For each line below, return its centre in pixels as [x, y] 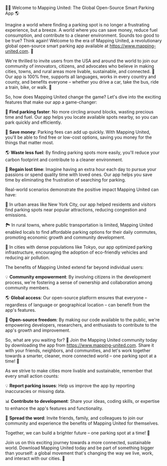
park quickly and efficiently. [34, 122]
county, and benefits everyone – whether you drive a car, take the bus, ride [82, 82]
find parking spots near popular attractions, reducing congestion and [76, 210]
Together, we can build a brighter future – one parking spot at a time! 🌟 [78, 433]
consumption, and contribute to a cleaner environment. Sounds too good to [82, 35]
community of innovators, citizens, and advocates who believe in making [80, 66]
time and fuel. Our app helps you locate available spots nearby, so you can [82, 117]
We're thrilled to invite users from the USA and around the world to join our [82, 61]
